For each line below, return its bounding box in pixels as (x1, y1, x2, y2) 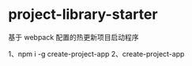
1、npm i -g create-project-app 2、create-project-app (8, 49, 185, 58)
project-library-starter (8, 5, 158, 24)
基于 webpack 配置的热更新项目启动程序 (8, 32, 140, 42)
